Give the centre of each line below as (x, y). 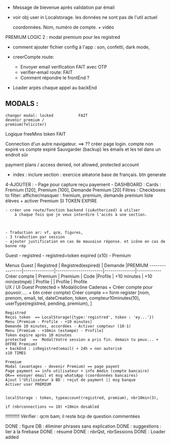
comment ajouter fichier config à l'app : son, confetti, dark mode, (81, 47)
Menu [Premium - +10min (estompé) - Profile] (54, 330)
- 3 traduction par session (35, 237)
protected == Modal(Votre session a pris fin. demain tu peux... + (82, 340)
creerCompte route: (33, 57)
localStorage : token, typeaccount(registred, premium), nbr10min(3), (82, 398)
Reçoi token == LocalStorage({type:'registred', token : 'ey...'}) (80, 317)
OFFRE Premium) (21, 344)
